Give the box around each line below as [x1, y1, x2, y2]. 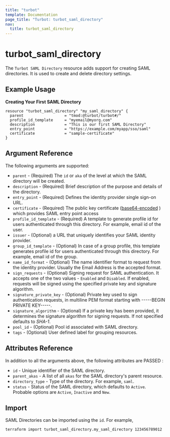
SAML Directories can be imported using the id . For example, [5, 417, 133, 423]
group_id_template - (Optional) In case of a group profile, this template [12, 243, 160, 249]
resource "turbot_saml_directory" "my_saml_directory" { [5, 108, 128, 113]
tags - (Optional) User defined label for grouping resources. [12, 329, 138, 335]
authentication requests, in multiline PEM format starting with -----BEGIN [12, 297, 165, 303]
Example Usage [5, 85, 56, 94]
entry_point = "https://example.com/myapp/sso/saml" [10, 126, 151, 131]
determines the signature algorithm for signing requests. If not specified [12, 313, 163, 319]
